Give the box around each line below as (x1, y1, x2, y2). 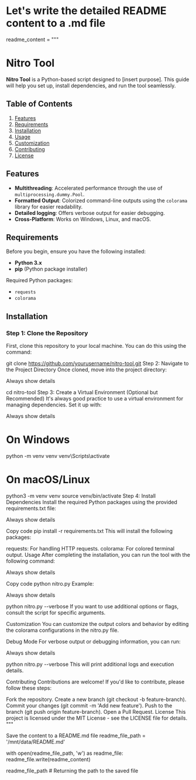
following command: (6, 557, 56, 565)
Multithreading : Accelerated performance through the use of (14, 184, 163, 191)
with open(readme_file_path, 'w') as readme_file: (6, 750, 123, 757)
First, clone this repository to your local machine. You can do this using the (6, 343, 186, 349)
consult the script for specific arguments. (6, 609, 106, 616)
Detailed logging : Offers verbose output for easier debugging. (14, 209, 165, 216)
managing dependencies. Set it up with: (6, 401, 102, 408)
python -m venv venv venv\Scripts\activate (6, 452, 110, 459)
